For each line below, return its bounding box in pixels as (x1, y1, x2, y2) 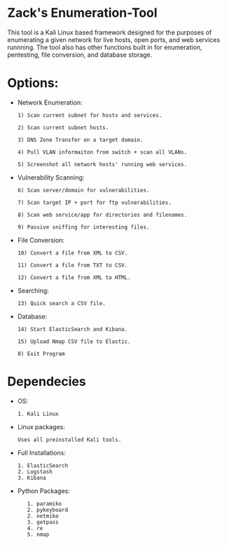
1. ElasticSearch (17, 462, 69, 469)
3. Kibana (17, 474, 47, 481)
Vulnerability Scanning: (17, 173, 85, 182)
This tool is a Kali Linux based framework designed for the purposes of (7, 28, 212, 36)
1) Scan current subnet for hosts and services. (17, 112, 163, 119)
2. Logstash (17, 468, 53, 475)
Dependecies (7, 374, 86, 390)
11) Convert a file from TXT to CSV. (17, 262, 128, 269)
